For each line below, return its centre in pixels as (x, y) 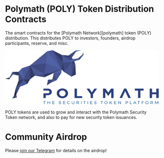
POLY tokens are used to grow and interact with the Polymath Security (76, 112)
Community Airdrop (46, 137)
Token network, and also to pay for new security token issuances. (71, 118)
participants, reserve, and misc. (37, 43)
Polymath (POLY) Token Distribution (80, 9)
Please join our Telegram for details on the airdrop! (56, 151)
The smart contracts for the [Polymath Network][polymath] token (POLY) (78, 33)
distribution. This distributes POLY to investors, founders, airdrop (70, 38)
